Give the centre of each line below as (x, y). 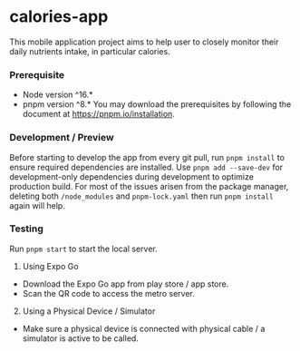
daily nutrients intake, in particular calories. (90, 51)
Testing (26, 229)
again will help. (37, 205)
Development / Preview (62, 138)
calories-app (59, 17)
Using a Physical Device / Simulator (89, 311)
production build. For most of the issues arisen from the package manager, (149, 186)
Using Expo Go (50, 266)
